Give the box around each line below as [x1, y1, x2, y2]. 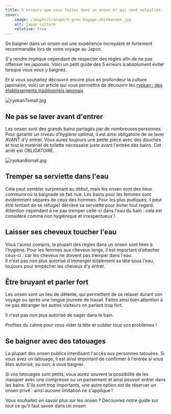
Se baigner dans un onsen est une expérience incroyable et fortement [5, 40, 153, 47]
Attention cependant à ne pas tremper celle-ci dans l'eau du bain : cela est [5, 208, 162, 214]
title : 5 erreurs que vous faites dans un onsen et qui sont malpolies [5, 7, 161, 13]
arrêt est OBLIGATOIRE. [5, 147, 55, 153]
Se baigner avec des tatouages [5, 337, 106, 346]
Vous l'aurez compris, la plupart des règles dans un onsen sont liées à [5, 241, 153, 247]
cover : [5, 12, 19, 17]
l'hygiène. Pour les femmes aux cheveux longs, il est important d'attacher [5, 246, 160, 253]
